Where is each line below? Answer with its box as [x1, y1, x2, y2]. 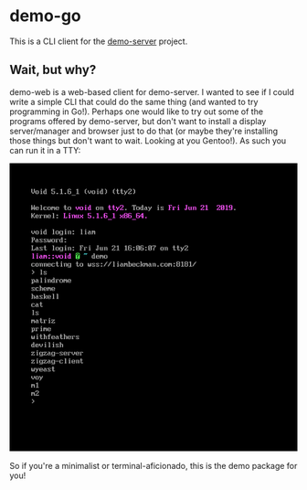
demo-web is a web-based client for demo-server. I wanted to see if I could [9, 86, 295, 97]
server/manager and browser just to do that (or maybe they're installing [9, 125, 279, 136]
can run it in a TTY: [9, 144, 81, 155]
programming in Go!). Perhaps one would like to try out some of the [9, 106, 263, 117]
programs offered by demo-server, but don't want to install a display [9, 115, 267, 126]
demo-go [9, 5, 82, 27]
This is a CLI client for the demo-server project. [9, 36, 188, 47]
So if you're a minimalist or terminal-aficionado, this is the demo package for [9, 460, 298, 471]
